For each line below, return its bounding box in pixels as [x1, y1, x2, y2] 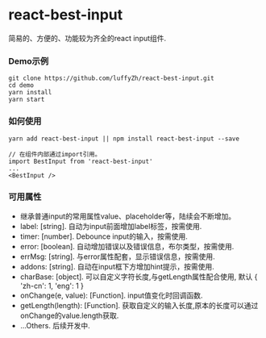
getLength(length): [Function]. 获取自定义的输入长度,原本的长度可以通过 [19, 300, 259, 310]
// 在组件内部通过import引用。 [8, 150, 102, 158]
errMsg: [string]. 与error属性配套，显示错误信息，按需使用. [19, 252, 215, 261]
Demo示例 [8, 55, 49, 66]
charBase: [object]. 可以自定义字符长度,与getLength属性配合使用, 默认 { [19, 272, 258, 282]
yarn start [8, 95, 45, 104]
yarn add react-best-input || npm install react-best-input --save [8, 135, 240, 143]
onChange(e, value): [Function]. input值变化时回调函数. [19, 290, 203, 300]
